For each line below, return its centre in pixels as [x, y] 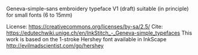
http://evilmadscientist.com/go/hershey [55, 45]
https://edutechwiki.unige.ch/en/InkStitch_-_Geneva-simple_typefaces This [99, 33]
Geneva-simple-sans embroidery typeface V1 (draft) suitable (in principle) [97, 9]
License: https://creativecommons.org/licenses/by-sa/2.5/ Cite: [85, 27]
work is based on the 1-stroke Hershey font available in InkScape [86, 39]
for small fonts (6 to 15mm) [39, 15]
